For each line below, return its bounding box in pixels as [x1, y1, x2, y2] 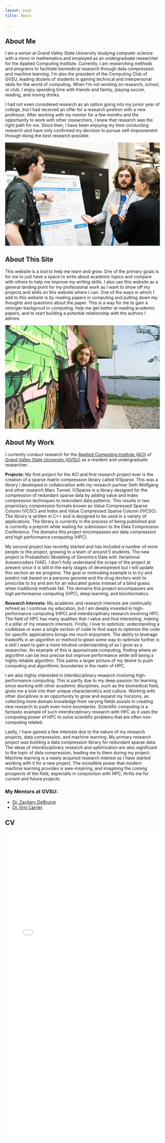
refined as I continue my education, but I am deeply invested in [5, 605, 133, 611]
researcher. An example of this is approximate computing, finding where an [5, 647, 157, 653]
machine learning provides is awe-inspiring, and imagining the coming [5, 765, 147, 771]
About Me [5, 37, 36, 45]
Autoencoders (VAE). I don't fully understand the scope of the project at [5, 559, 151, 565]
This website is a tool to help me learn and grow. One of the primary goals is [5, 268, 159, 274]
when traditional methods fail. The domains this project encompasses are [5, 585, 154, 591]
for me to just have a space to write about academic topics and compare [5, 273, 152, 280]
